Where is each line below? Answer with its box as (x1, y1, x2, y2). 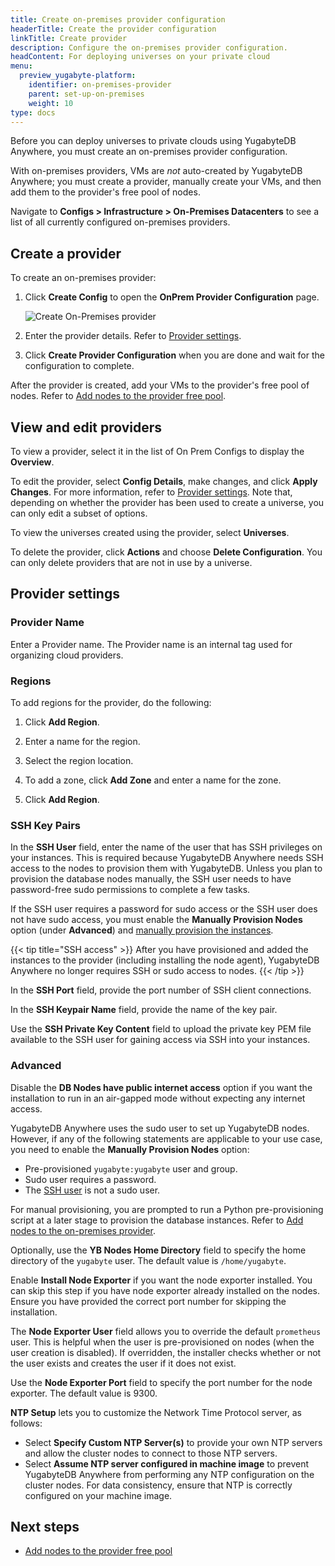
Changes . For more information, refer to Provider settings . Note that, (10, 486, 293, 498)
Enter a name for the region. (24, 735, 141, 747)
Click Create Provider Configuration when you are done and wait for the (24, 349, 325, 361)
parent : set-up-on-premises (28, 89, 145, 99)
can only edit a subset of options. (10, 507, 148, 519)
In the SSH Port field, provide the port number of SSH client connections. (10, 984, 312, 996)
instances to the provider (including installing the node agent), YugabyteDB (10, 954, 320, 966)
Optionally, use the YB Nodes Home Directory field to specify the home (10, 1244, 307, 1256)
